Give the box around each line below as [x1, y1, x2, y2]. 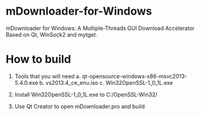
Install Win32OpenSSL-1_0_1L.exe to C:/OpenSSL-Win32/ [14, 90, 157, 98]
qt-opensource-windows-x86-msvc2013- [82, 72, 188, 80]
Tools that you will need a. [14, 72, 81, 80]
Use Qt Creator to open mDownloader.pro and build [14, 103, 145, 110]
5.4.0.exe [14, 79, 38, 86]
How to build [6, 53, 71, 67]
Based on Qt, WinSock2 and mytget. [6, 31, 97, 38]
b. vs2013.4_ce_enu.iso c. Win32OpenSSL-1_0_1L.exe [39, 79, 173, 86]
